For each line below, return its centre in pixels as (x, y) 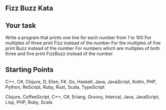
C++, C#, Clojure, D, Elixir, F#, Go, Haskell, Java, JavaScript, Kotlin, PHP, (81, 82)
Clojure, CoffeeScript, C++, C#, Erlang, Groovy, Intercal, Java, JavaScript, (82, 97)
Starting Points (29, 69)
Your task (21, 25)
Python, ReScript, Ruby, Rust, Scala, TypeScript (55, 87)
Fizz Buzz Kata (29, 8)
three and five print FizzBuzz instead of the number (59, 54)
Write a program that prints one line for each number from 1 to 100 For (78, 38)
